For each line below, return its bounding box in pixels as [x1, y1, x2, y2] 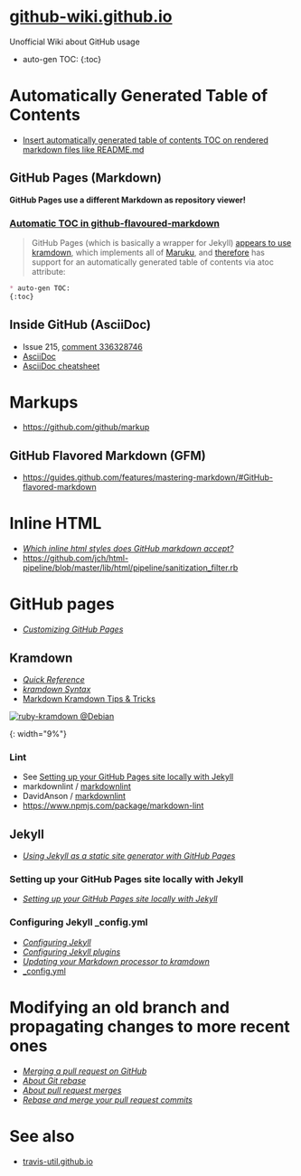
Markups [9, 391, 79, 412]
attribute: [31, 266, 66, 277]
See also [9, 1125, 75, 1146]
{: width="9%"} [9, 728, 68, 739]
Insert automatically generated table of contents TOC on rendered [22, 134, 269, 146]
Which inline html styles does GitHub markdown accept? [22, 543, 234, 554]
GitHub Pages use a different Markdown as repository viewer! [9, 194, 247, 205]
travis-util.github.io [22, 1155, 93, 1167]
